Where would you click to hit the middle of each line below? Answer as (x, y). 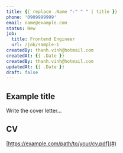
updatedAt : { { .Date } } (35, 67)
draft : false (22, 72)
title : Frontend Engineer (43, 39)
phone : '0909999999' (32, 17)
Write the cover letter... (34, 111)
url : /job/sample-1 (35, 45)
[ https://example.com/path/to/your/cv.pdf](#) (61, 144)
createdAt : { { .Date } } (35, 56)
